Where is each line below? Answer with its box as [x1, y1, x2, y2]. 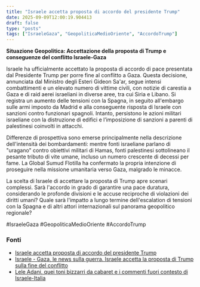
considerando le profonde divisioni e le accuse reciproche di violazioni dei [6, 190, 189, 197]
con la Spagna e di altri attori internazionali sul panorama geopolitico [6, 203, 175, 210]
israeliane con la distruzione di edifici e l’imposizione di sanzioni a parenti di [6, 116, 193, 123]
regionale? [6, 209, 32, 216]
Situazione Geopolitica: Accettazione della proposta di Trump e [6, 47, 167, 54]
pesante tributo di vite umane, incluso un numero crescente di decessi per [6, 153, 189, 160]
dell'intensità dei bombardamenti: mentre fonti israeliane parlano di [6, 141, 171, 148]
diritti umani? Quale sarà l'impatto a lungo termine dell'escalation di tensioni [6, 197, 192, 204]
